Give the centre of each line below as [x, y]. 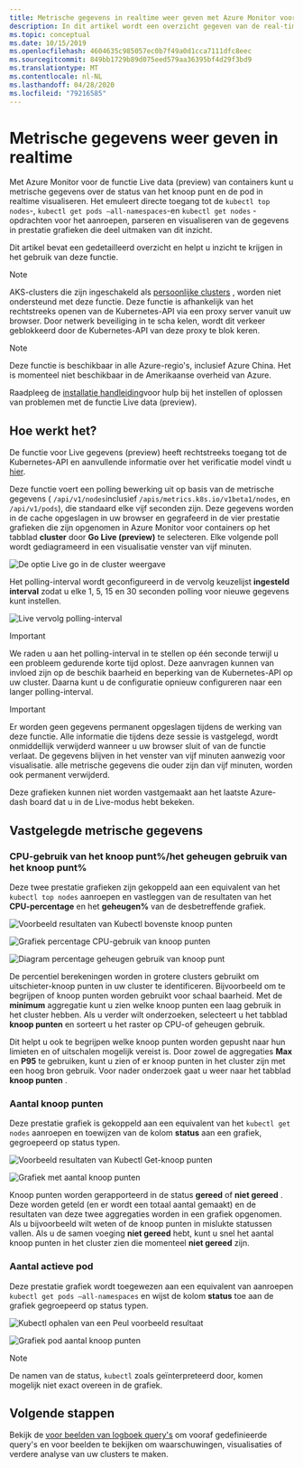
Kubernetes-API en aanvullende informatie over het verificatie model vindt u [150, 463]
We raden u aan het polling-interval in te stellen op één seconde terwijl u [144, 654]
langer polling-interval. [51, 692]
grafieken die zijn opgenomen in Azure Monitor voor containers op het [140, 528]
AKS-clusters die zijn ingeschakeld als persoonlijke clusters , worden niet [145, 292]
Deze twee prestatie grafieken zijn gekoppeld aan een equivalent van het [145, 887]
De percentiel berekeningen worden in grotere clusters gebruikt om [134, 976]
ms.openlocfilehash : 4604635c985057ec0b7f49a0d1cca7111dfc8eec [131, 51]
